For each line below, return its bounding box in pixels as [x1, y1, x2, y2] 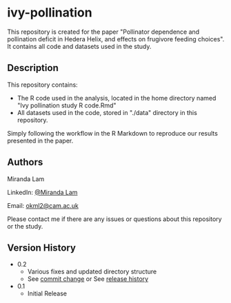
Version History [7, 242, 76, 253]
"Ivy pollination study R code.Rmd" [17, 101, 117, 109]
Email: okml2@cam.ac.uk [7, 201, 79, 209]
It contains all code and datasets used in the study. [7, 42, 152, 50]
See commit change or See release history [27, 275, 149, 283]
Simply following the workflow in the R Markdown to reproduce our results [7, 129, 219, 137]
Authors [7, 156, 43, 168]
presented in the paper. [7, 136, 74, 145]
